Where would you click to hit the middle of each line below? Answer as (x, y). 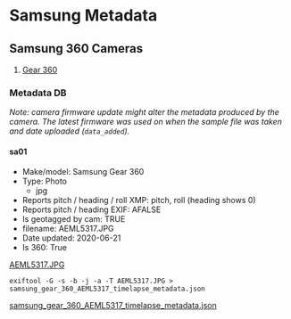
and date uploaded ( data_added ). (70, 131)
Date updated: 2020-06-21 (71, 238)
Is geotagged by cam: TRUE (74, 218)
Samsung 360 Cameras (76, 49)
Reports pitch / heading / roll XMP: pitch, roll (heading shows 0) (139, 200)
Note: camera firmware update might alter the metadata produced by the (144, 112)
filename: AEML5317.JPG (68, 228)
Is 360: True (44, 247)
